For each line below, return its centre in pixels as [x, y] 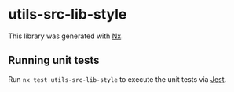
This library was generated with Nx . [66, 36]
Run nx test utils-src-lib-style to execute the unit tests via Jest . [117, 79]
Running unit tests [54, 60]
